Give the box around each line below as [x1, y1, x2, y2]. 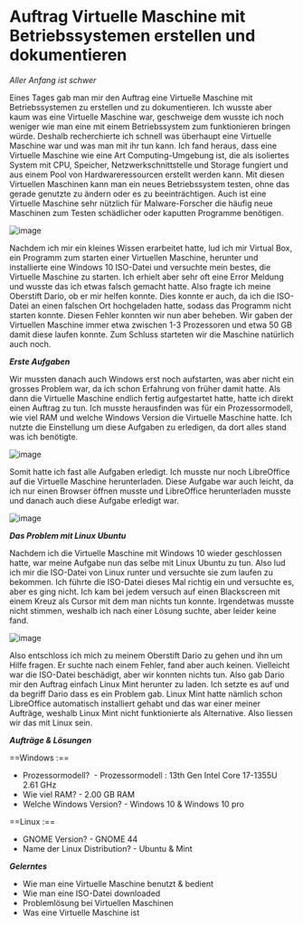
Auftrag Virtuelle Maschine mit [9, 6, 246, 27]
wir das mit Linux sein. [9, 717, 93, 728]
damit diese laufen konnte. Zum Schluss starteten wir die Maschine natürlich [9, 328, 295, 340]
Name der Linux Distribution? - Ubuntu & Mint [22, 843, 193, 854]
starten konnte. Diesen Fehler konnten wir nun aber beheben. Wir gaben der [9, 309, 294, 320]
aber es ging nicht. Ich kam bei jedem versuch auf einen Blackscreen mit [9, 586, 280, 597]
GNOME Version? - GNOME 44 [22, 834, 138, 845]
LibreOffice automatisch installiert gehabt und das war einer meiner [9, 698, 260, 709]
